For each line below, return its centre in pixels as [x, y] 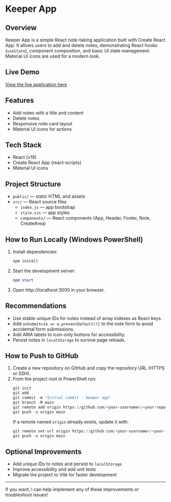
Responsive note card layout [42, 123]
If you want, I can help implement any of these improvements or [72, 489]
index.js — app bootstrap [48, 207]
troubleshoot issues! [27, 495]
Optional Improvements [44, 452]
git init [22, 388]
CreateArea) [33, 223]
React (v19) [24, 157]
